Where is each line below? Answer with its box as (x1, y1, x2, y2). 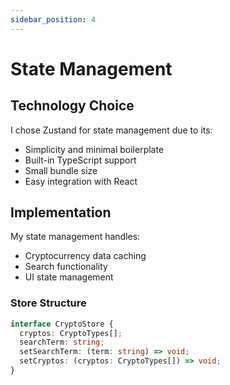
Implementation (10, 204, 112, 221)
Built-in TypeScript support (24, 154, 137, 166)
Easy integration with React (24, 175, 138, 187)
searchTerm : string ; (19, 337, 105, 348)
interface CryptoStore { (10, 319, 114, 329)
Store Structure (10, 296, 87, 310)
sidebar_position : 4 (10, 14, 97, 25)
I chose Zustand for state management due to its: (10, 124, 213, 136)
